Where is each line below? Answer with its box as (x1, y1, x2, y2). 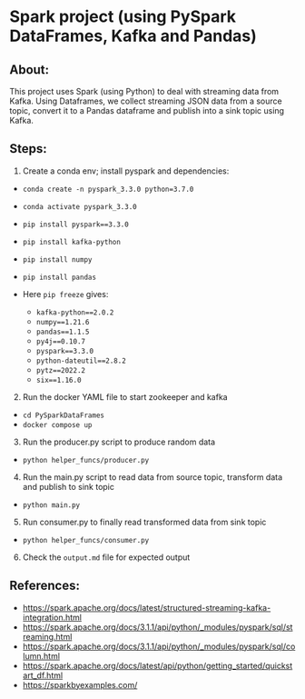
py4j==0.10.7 (35, 336, 86, 346)
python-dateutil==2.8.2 (35, 356, 127, 365)
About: (9, 62, 50, 77)
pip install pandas (22, 273, 97, 282)
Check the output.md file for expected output (22, 552, 191, 563)
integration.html (22, 612, 82, 623)
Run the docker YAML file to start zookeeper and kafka (22, 391, 229, 402)
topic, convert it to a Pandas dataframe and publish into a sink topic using (9, 105, 284, 115)
